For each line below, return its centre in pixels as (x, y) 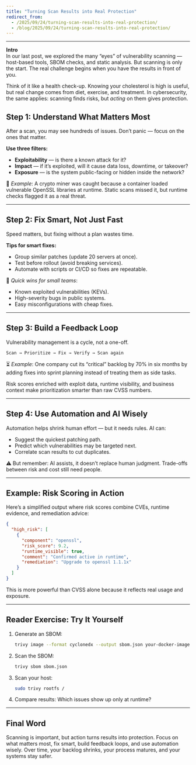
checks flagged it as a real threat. (46, 196)
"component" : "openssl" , (52, 540)
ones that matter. (27, 137)
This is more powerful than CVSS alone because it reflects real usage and (95, 590)
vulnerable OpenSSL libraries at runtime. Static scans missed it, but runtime (97, 190)
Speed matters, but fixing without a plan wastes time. (70, 234)
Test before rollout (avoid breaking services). (69, 263)
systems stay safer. (29, 756)
